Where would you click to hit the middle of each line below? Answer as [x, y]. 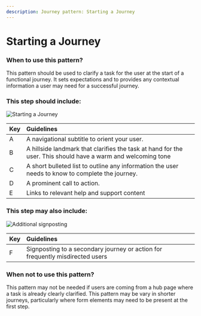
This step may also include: [47, 211]
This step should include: [44, 101]
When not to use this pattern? [50, 274]
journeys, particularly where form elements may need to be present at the [97, 300]
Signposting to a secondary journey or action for [94, 249]
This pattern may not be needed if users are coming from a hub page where [100, 287]
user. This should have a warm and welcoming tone [98, 156]
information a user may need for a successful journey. [73, 86]
